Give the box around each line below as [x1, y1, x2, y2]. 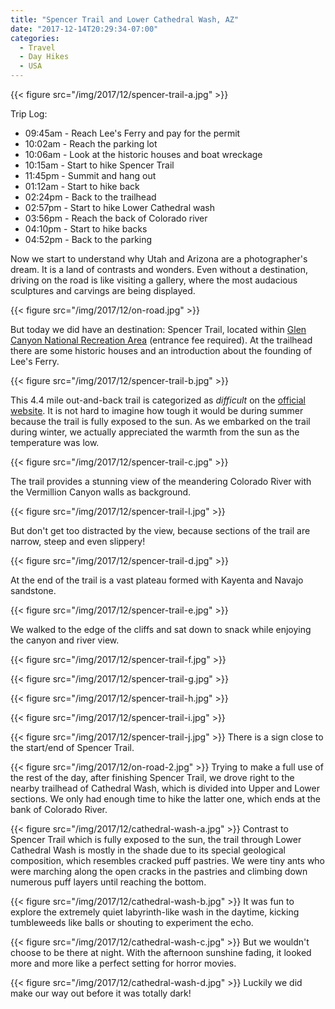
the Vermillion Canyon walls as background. [10, 486, 192, 498]
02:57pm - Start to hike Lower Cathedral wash [24, 202, 216, 213]
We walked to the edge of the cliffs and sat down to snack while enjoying [10, 624, 312, 635]
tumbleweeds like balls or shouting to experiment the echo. [10, 917, 254, 928]
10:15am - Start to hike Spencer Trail [24, 159, 175, 171]
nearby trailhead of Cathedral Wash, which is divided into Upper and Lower [10, 782, 320, 794]
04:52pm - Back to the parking [24, 234, 153, 245]
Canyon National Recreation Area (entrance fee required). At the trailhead [10, 334, 313, 346]
